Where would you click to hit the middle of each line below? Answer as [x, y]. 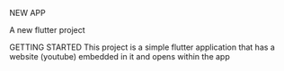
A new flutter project [47, 30]
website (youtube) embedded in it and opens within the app [120, 56]
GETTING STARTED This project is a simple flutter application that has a [142, 47]
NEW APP [28, 13]
